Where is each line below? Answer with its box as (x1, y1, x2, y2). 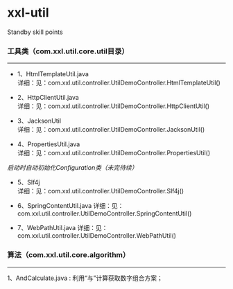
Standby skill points (7, 28, 64, 36)
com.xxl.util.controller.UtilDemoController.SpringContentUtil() (17, 209, 192, 218)
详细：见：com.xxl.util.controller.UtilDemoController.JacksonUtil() (17, 125, 205, 134)
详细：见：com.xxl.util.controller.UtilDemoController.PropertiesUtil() (17, 149, 211, 157)
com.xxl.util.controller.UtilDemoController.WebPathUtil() (17, 231, 177, 240)
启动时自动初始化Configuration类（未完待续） (7, 164, 138, 172)
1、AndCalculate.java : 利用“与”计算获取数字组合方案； (7, 274, 163, 282)
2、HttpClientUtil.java (17, 94, 80, 102)
